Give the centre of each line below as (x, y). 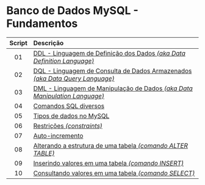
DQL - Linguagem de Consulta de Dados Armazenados (113, 71)
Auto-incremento (58, 136)
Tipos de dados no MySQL (71, 115)
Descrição (49, 43)
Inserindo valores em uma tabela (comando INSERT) (109, 163)
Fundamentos (42, 24)
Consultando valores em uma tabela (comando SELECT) (114, 173)
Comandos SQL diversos (69, 106)
